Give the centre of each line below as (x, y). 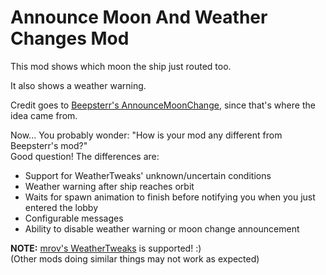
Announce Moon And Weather (139, 17)
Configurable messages (74, 218)
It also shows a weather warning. (78, 85)
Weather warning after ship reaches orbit (109, 186)
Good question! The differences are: (85, 156)
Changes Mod (70, 38)
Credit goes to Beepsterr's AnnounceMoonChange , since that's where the (163, 105)
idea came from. (44, 115)
